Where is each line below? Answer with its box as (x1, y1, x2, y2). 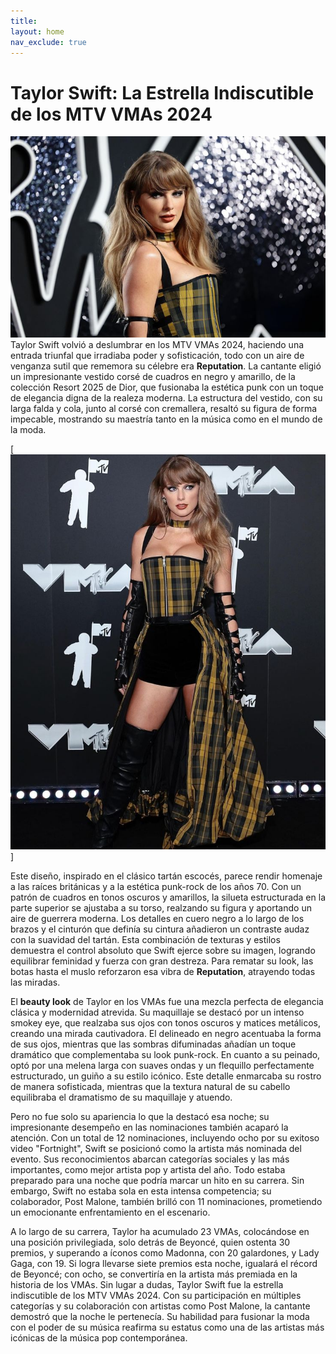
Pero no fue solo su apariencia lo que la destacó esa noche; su (10, 1110, 270, 1122)
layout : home (10, 26, 65, 37)
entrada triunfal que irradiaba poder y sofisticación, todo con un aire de (10, 349, 305, 361)
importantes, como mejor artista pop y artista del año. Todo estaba (10, 1163, 286, 1175)
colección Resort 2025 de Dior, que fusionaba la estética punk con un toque (10, 381, 324, 393)
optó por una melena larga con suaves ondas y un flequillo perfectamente (10, 1059, 315, 1071)
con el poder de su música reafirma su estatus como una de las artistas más (10, 1321, 325, 1333)
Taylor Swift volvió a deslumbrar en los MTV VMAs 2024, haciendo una (10, 338, 305, 350)
